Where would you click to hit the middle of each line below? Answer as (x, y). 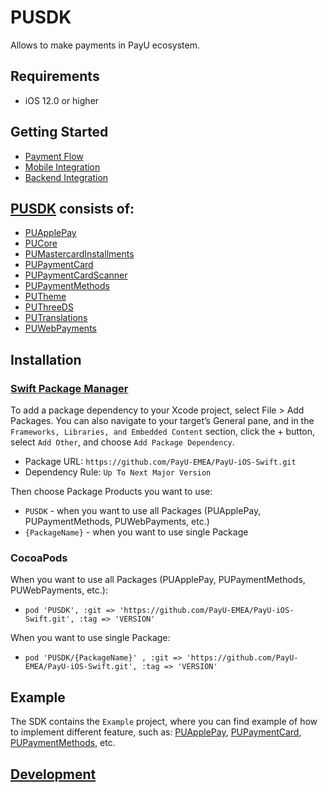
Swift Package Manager (69, 388)
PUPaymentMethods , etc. (63, 743)
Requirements (55, 76)
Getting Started (59, 132)
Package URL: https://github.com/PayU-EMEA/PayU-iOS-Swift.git (160, 462)
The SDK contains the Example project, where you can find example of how (164, 722)
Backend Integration (66, 177)
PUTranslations (56, 318)
